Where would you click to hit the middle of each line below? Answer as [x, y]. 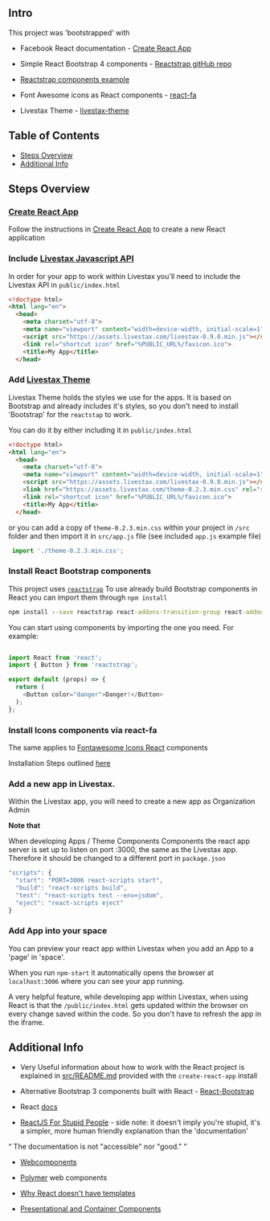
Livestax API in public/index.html [64, 285]
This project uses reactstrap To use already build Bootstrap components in [133, 588]
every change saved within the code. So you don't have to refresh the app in [135, 1014]
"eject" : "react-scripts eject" [70, 903]
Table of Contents [54, 136]
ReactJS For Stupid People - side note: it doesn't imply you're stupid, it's [140, 1122]
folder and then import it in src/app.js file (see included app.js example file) [135, 536]
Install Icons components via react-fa [83, 730]
